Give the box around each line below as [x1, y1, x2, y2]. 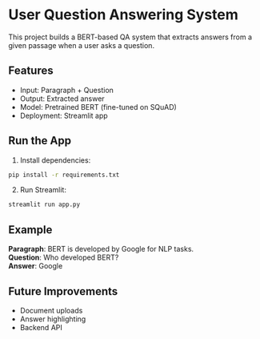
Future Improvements [8, 285, 118, 298]
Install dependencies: [19, 155, 91, 165]
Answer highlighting [19, 314, 86, 324]
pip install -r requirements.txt [8, 171, 120, 179]
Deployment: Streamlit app [19, 111, 108, 120]
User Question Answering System [8, 6, 238, 24]
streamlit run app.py [8, 200, 81, 209]
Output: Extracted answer [19, 94, 106, 103]
